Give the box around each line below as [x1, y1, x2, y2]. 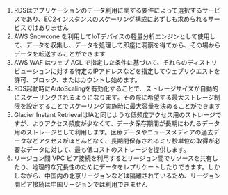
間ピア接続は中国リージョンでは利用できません [13, 180, 148, 188]
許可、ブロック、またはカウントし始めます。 [13, 76, 141, 84]
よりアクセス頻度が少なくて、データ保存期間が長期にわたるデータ [32, 119, 220, 127]
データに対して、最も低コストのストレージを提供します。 [26, 146, 190, 153]
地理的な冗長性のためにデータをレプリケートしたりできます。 [32, 163, 209, 171]
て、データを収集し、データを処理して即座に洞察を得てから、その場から [13, 41, 221, 49]
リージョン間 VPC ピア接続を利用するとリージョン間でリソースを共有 [13, 154, 213, 162]
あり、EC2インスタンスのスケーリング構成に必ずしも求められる [26, 15, 209, 23]
